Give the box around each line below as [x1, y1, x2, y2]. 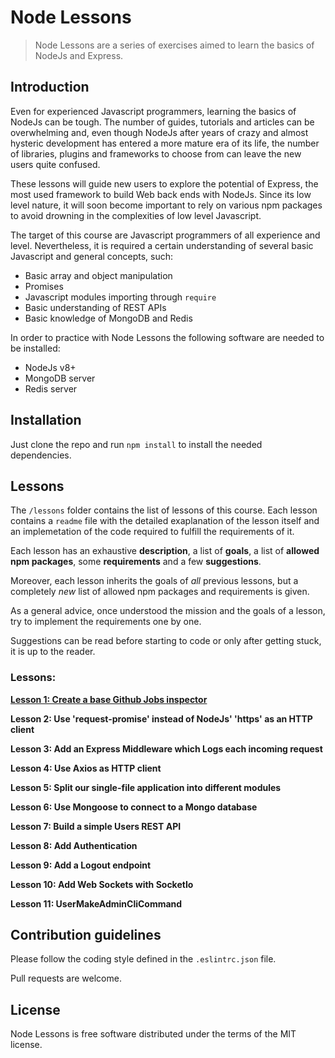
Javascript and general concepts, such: [10, 250, 174, 262]
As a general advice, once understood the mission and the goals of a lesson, [10, 605, 326, 617]
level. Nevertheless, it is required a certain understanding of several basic [10, 239, 314, 251]
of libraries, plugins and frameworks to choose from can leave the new [10, 147, 302, 160]
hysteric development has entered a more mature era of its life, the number [10, 137, 320, 149]
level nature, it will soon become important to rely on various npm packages [10, 199, 323, 211]
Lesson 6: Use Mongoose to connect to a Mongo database [10, 801, 258, 813]
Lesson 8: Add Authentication [10, 839, 138, 851]
